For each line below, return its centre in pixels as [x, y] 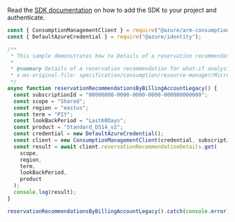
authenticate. [26, 17]
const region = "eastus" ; [51, 108]
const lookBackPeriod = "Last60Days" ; [70, 121]
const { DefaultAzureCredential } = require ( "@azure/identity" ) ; [104, 37]
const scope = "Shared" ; [50, 101]
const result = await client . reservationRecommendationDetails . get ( [115, 147]
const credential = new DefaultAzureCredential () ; [89, 134]
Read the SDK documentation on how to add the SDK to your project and [112, 10]
